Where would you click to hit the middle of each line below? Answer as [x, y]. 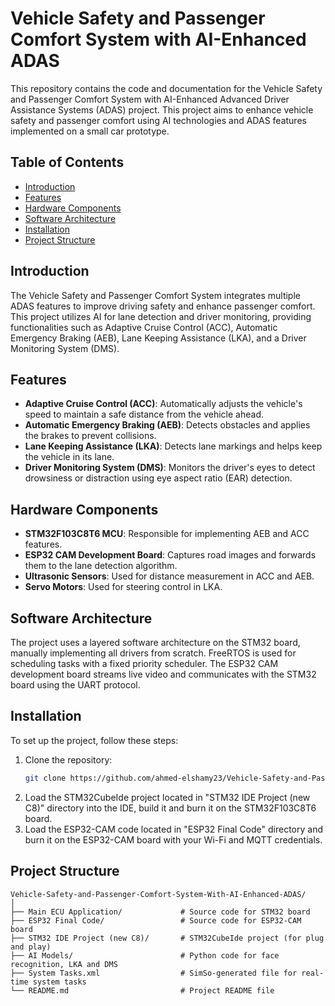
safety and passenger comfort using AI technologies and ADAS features [158, 120]
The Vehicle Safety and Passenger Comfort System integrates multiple [155, 295]
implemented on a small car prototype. [90, 131]
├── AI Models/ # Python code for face [145, 955]
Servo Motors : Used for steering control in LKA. [123, 587]
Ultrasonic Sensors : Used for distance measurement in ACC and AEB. [169, 576]
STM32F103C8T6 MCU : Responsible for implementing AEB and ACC [167, 534]
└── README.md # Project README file [142, 990]
